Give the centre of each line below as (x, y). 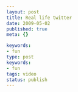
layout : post (23, 12)
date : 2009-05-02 (28, 23)
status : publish (27, 80)
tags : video (21, 74)
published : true (27, 29)
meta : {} (17, 35)
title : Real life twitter (39, 18)
